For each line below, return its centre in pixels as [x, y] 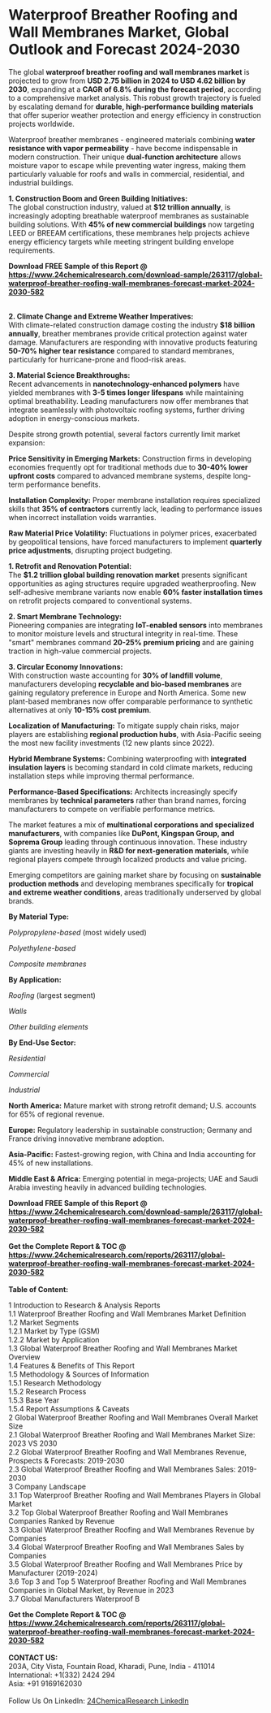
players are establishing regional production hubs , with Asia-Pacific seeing [135, 734]
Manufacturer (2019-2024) [53, 1572]
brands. [21, 900]
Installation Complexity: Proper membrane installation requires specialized [135, 500]
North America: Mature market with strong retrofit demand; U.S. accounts [133, 1105]
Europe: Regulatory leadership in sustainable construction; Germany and [130, 1130]
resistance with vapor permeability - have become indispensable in [123, 148]
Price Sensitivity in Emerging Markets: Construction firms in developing [130, 458]
